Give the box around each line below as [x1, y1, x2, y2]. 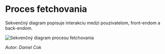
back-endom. [5, 25, 33, 31]
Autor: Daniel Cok [5, 44, 42, 50]
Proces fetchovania [5, 3, 87, 15]
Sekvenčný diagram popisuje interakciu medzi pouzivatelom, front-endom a [5, 20, 161, 26]
